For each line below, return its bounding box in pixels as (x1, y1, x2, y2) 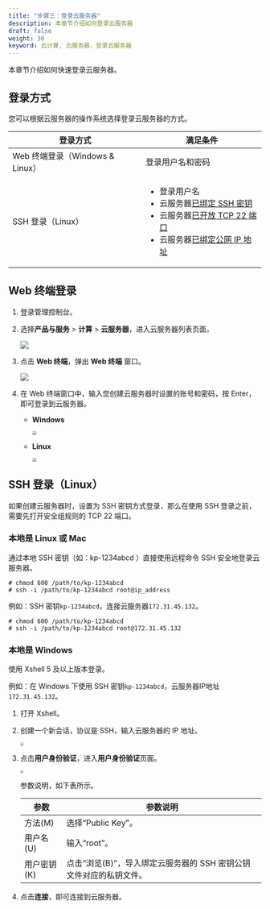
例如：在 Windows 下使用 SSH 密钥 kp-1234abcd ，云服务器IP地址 (8, 682, 220, 691)
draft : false (8, 27, 52, 35)
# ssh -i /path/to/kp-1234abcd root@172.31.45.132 (8, 624, 182, 633)
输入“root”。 (66, 837, 113, 849)
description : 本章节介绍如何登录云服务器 (8, 19, 133, 27)
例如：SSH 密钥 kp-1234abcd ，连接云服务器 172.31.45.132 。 (8, 601, 203, 611)
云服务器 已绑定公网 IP (159, 234, 242, 245)
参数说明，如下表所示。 (19, 780, 98, 790)
